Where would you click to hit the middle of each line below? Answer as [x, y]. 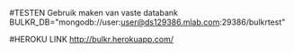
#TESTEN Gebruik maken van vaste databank [94, 13]
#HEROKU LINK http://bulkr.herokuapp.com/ [91, 39]
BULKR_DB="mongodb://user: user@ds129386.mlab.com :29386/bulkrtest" [147, 22]
